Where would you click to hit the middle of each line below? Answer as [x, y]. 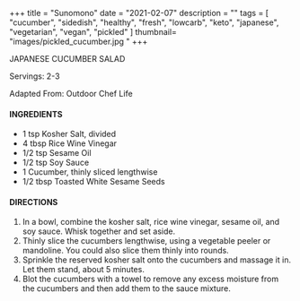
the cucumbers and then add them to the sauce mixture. [126, 288]
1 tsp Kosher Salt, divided [69, 134]
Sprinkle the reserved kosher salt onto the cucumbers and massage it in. [157, 260]
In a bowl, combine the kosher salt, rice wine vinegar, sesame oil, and [151, 222]
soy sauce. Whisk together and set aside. [99, 231]
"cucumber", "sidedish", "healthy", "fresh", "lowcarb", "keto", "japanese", [144, 22]
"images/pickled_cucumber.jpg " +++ [79, 41]
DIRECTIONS [34, 202]
